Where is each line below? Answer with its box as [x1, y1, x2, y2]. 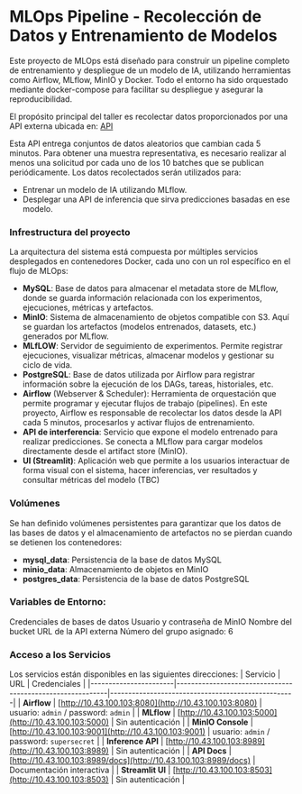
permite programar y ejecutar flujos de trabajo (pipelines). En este [22, 398, 268, 409]
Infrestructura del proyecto [9, 225, 131, 238]
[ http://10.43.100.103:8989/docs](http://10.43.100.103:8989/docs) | [9, 755, 256, 766]
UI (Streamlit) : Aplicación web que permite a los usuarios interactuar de [22, 455, 290, 466]
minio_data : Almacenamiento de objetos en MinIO [22, 563, 209, 574]
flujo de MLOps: [9, 266, 69, 277]
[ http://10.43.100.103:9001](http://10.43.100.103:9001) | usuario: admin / [9, 726, 270, 737]
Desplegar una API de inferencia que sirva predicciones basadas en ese [22, 194, 290, 205]
